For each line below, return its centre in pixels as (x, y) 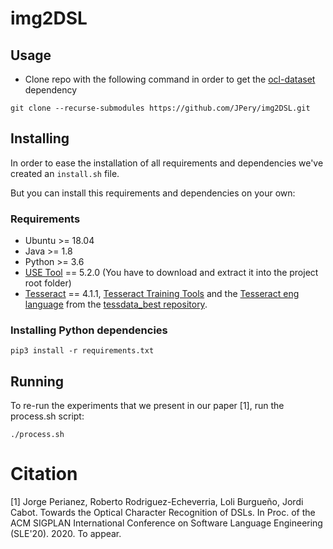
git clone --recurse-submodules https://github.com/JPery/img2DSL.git (160, 108)
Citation (44, 474)
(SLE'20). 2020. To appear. (66, 534)
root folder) (48, 283)
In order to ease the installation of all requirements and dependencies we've (167, 163)
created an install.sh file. (65, 173)
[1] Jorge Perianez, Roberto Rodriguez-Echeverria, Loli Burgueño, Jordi (157, 502)
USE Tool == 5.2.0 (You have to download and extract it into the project (171, 273)
